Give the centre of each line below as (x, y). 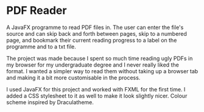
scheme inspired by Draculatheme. (50, 102)
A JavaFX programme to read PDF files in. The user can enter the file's (95, 27)
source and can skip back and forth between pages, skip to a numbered (97, 33)
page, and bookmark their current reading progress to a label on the (92, 40)
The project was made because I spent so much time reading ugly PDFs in (100, 58)
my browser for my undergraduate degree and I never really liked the (93, 65)
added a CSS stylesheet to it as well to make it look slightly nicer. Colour (97, 96)
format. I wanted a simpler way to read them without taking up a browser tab (102, 71)
